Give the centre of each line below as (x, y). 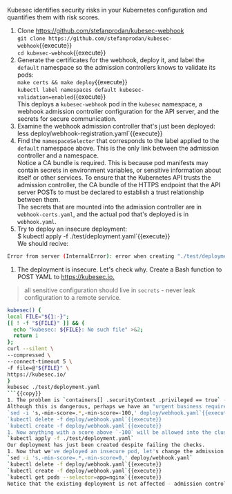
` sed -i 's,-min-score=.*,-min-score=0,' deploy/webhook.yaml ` (100, 458)
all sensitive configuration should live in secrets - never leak (109, 290)
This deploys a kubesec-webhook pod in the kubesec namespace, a (109, 104)
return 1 (26, 336)
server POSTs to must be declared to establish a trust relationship (110, 192)
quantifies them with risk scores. (54, 17)
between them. (39, 199)
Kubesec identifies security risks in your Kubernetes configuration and (107, 10)
